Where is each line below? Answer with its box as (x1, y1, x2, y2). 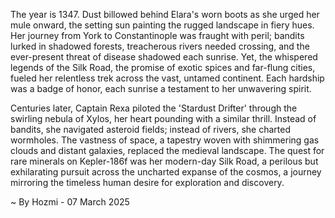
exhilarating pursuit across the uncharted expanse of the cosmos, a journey (10, 166, 322, 178)
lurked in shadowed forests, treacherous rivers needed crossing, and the (10, 40, 310, 52)
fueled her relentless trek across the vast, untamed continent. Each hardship (10, 72, 325, 84)
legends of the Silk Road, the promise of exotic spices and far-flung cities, (10, 62, 316, 73)
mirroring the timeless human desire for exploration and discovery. (10, 177, 285, 188)
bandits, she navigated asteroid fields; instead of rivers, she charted (10, 124, 291, 135)
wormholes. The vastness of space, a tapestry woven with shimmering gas (10, 134, 320, 146)
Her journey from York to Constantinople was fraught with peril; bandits (10, 30, 305, 41)
